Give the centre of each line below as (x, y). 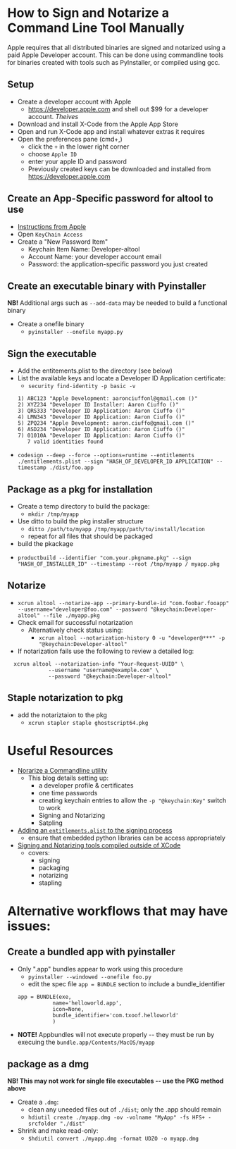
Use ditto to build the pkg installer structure (80, 521)
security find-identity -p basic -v (82, 386)
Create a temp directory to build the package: (83, 506)
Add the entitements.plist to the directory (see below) (95, 371)
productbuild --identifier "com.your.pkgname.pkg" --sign (104, 558)
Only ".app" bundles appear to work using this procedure (100, 969)
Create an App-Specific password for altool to (110, 199)
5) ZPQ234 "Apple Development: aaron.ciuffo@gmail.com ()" (106, 423)
